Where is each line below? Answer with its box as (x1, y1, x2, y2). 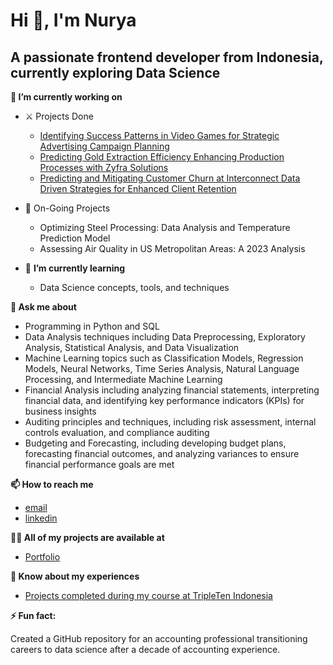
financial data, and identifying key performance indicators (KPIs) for (24, 395, 305, 406)
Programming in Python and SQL (24, 320, 160, 332)
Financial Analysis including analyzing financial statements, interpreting (24, 384, 320, 396)
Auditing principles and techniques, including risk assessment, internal (24, 416, 317, 428)
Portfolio (24, 551, 61, 563)
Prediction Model (39, 232, 111, 244)
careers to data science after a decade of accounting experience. (10, 644, 281, 655)
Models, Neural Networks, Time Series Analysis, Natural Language (24, 363, 300, 374)
